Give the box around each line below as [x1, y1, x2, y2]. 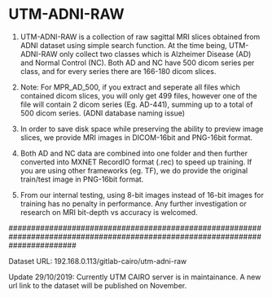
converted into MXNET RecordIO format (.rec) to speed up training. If [20, 156, 252, 167]
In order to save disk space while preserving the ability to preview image [20, 124, 264, 134]
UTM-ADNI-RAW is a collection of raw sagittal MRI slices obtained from [20, 32, 261, 42]
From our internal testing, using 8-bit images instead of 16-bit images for [20, 190, 265, 199]
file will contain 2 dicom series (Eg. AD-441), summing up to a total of [20, 99, 253, 109]
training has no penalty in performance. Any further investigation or [20, 199, 247, 208]
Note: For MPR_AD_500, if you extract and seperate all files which [20, 82, 240, 92]
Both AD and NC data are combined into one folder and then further [20, 148, 248, 158]
